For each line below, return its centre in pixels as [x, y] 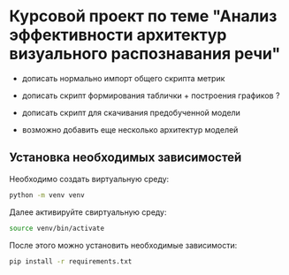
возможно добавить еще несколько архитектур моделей [130, 129]
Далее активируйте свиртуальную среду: [88, 212]
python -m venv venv [47, 195]
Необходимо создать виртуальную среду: [89, 179]
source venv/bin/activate [57, 228]
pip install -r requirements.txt [71, 261]
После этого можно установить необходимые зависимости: [123, 245]
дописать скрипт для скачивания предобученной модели [131, 112]
